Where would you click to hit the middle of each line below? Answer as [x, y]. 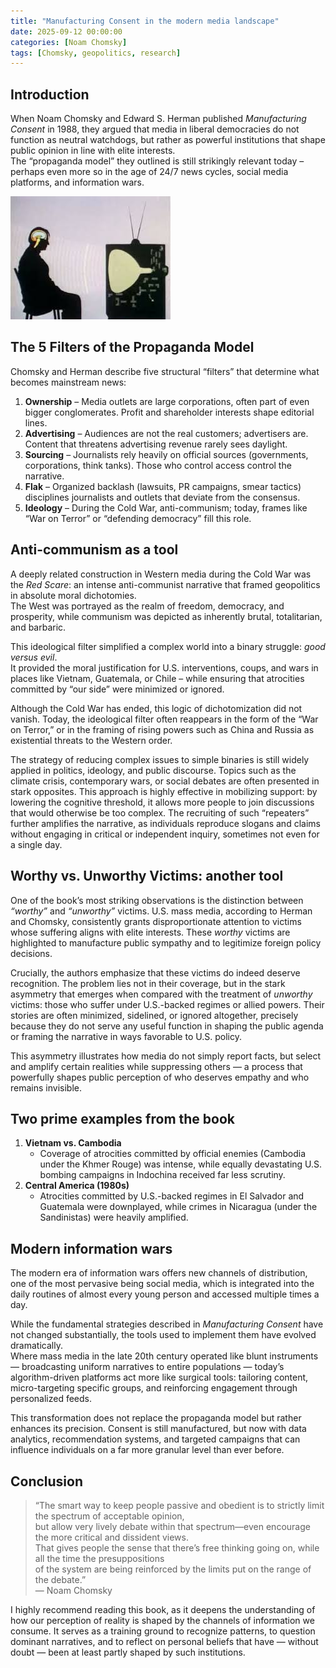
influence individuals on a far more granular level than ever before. [147, 1450]
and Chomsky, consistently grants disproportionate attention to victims [156, 921]
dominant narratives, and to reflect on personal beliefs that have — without [164, 1641]
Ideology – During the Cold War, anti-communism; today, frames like [166, 507]
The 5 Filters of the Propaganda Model [132, 347]
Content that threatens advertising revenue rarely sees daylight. [156, 444]
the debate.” [60, 1579]
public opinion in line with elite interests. [93, 151]
